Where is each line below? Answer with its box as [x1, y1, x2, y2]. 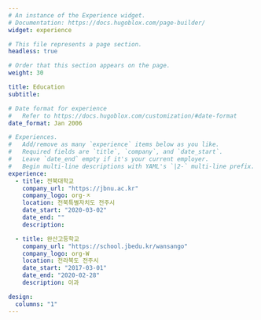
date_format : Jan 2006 [8, 119, 83, 127]
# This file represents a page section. [8, 40, 143, 48]
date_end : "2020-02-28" [22, 271, 101, 279]
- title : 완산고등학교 [15, 235, 80, 243]
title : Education [8, 83, 65, 91]
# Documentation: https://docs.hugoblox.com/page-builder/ [8, 19, 206, 27]
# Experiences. [8, 133, 58, 141]
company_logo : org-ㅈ [22, 191, 92, 200]
